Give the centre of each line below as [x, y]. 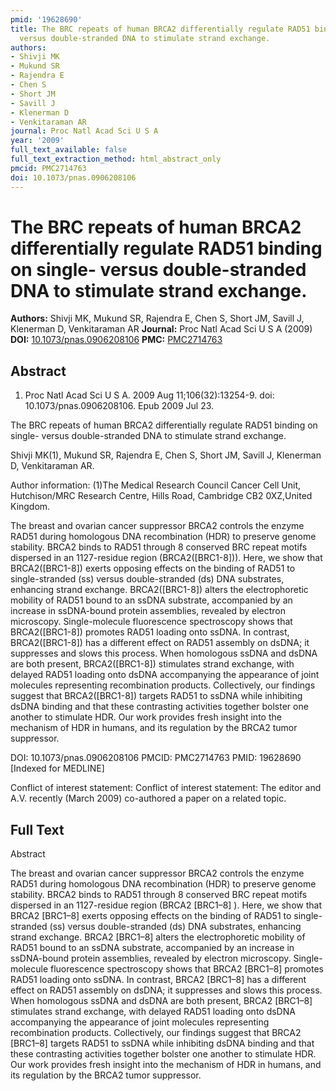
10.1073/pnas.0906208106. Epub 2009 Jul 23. [119, 406]
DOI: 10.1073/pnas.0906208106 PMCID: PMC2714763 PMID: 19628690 [156, 758]
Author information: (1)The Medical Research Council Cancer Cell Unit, [156, 485]
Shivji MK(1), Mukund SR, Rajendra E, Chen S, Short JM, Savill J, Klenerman [166, 455]
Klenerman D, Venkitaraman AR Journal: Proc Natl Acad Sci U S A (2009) [161, 329]
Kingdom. [30, 507]
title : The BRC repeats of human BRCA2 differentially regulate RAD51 [160, 29]
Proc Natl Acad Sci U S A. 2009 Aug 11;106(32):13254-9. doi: [149, 395]
